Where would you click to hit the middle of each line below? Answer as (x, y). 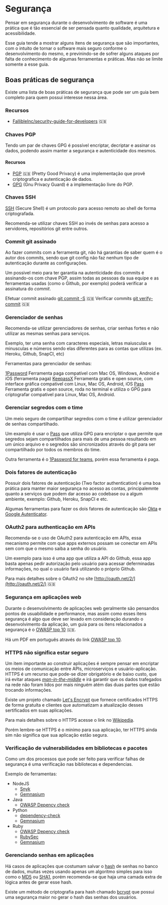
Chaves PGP (20, 134)
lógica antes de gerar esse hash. (39, 882)
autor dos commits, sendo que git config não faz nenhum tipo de (72, 258)
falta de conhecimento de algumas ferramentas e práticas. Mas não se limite (84, 59)
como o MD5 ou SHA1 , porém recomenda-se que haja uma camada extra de (84, 876)
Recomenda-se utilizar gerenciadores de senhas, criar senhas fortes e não (82, 328)
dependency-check (40, 816)
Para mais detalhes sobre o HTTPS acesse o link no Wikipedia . (70, 720)
